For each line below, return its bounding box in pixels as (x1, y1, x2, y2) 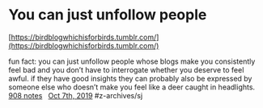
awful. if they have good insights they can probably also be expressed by (8, 73, 252, 83)
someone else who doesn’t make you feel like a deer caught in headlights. (8, 82, 256, 92)
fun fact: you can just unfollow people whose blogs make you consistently (8, 56, 256, 66)
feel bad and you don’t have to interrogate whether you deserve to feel (8, 64, 244, 74)
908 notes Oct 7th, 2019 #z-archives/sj (8, 90, 143, 100)
